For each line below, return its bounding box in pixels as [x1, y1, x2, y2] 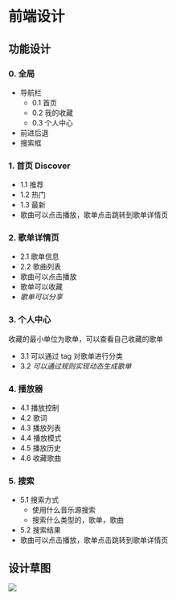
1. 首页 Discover [8, 160, 71, 171]
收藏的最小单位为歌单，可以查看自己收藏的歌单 [8, 334, 163, 343]
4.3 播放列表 [19, 423, 62, 433]
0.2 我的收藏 [31, 108, 74, 117]
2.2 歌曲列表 [19, 262, 62, 272]
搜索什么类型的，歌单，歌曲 [31, 516, 125, 525]
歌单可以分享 [19, 292, 63, 302]
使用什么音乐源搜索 [31, 505, 96, 515]
